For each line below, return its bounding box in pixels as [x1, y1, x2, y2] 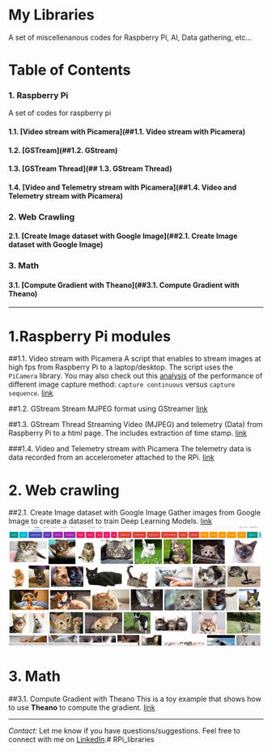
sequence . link [8, 388, 54, 398]
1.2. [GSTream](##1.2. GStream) [8, 145, 118, 155]
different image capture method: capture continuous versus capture [8, 379, 236, 390]
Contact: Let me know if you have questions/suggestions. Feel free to [8, 726, 240, 735]
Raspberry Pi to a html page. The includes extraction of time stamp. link [8, 428, 248, 438]
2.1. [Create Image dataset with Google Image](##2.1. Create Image [8, 231, 238, 241]
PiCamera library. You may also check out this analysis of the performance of [8, 371, 263, 381]
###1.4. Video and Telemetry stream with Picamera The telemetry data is [8, 444, 252, 454]
